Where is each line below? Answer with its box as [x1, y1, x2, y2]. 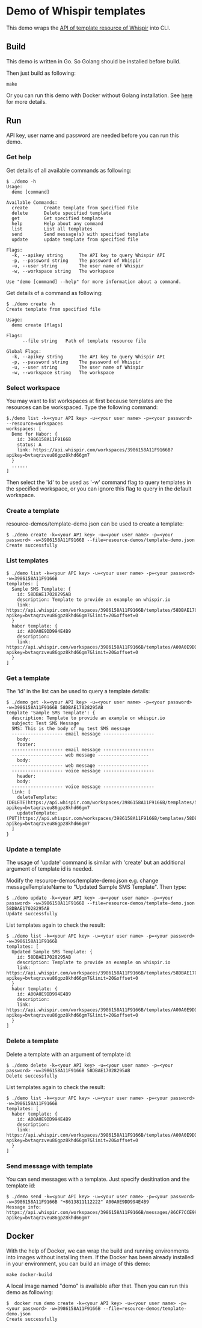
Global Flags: [6, 348, 42, 354]
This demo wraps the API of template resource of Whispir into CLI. [6, 24, 171, 31]
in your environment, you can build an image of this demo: [6, 1260, 150, 1267]
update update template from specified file [11, 237, 138, 243]
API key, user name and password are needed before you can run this [6, 132, 179, 139]
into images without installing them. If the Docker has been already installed [6, 1253, 194, 1260]
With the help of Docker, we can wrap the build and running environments [6, 1247, 189, 1254]
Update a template [6, 845, 61, 853]
